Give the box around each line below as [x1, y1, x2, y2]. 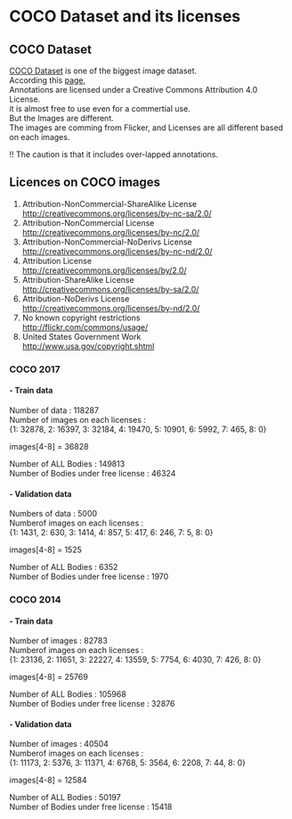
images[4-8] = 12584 [9, 774, 87, 786]
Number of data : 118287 [9, 404, 100, 416]
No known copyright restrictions [21, 312, 141, 323]
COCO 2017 [9, 363, 61, 376]
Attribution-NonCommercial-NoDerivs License [21, 236, 193, 247]
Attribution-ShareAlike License [21, 274, 135, 285]
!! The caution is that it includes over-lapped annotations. [9, 149, 218, 160]
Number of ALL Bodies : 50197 [9, 792, 122, 803]
